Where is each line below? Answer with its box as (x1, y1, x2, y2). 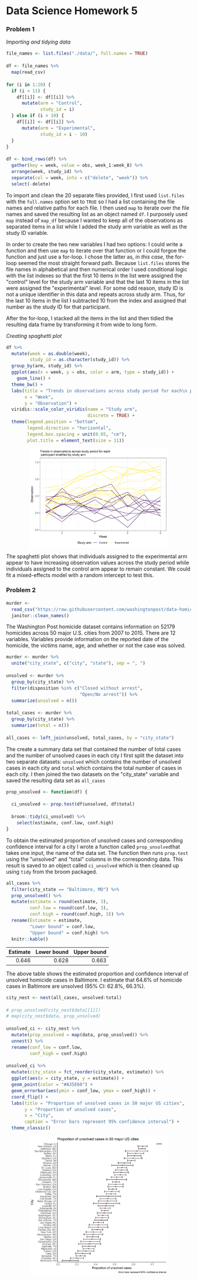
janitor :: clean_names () (11, 612, 69, 619)
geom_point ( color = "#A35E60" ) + (11, 1082, 93, 1087)
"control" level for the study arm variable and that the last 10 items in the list (6, 278, 189, 285)
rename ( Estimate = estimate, (11, 917, 83, 924)
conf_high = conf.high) (29, 1050, 88, 1056)
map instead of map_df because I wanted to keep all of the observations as (6, 217, 183, 224)
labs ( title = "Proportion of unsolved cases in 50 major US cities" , (11, 1100, 185, 1106)
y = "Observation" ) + (24, 400, 77, 406)
